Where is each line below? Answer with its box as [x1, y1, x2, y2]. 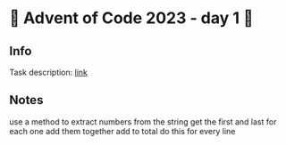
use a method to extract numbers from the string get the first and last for [9, 116, 277, 127]
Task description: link [9, 67, 88, 77]
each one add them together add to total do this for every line [9, 125, 236, 136]
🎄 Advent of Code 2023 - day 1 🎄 [9, 8, 254, 28]
